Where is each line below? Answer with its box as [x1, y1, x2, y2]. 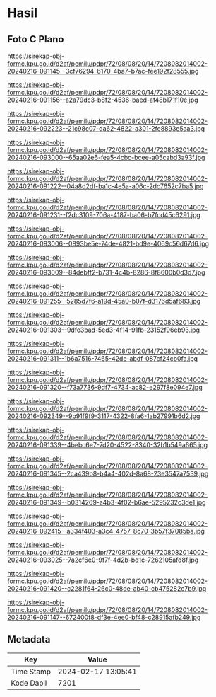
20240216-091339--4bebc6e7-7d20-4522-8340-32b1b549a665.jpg [7, 441, 208, 449]
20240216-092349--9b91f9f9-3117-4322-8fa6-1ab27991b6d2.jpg [7, 412, 200, 420]
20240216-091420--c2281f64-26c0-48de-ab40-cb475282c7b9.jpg [7, 584, 207, 592]
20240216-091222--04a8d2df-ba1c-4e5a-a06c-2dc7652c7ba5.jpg [7, 182, 204, 190]
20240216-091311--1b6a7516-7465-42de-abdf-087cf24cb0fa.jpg [7, 355, 198, 362]
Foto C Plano [7, 33, 64, 45]
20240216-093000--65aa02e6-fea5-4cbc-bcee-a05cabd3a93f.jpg [7, 154, 205, 161]
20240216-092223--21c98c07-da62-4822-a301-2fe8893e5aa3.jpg [7, 125, 205, 132]
